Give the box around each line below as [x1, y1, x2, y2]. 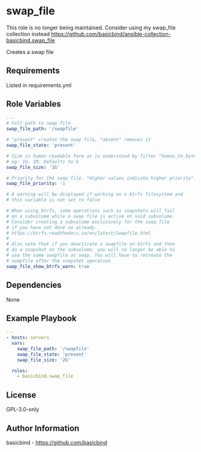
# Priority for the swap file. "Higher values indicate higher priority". [6, 175, 197, 181]
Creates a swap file [6, 48, 54, 55]
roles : [11, 368, 28, 374]
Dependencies [6, 280, 62, 290]
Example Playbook [6, 313, 77, 323]
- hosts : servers [6, 335, 50, 341]
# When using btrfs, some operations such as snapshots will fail [6, 208, 175, 214]
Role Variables [6, 99, 61, 109]
